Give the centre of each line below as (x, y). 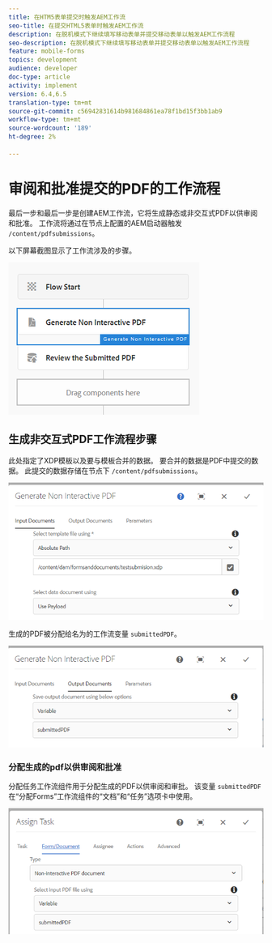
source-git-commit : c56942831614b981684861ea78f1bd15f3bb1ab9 (115, 111)
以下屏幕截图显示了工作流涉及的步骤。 (72, 250)
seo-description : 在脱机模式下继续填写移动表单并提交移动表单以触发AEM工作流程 (129, 43)
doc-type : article (39, 77)
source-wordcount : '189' (50, 128)
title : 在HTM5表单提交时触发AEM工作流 (67, 17)
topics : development (43, 60)
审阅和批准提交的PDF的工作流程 (115, 188)
